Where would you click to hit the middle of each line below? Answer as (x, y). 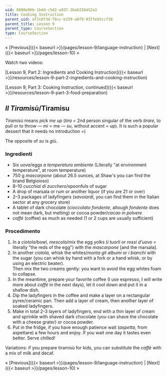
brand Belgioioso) (30, 181)
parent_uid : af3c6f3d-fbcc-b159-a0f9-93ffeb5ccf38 (59, 19)
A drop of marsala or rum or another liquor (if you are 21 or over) (79, 192)
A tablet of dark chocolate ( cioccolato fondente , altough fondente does (86, 208)
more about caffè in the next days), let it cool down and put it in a (79, 285)
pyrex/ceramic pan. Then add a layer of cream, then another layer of (83, 301)
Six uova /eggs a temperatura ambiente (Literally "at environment (79, 165)
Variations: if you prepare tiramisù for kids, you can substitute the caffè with (83, 348)
